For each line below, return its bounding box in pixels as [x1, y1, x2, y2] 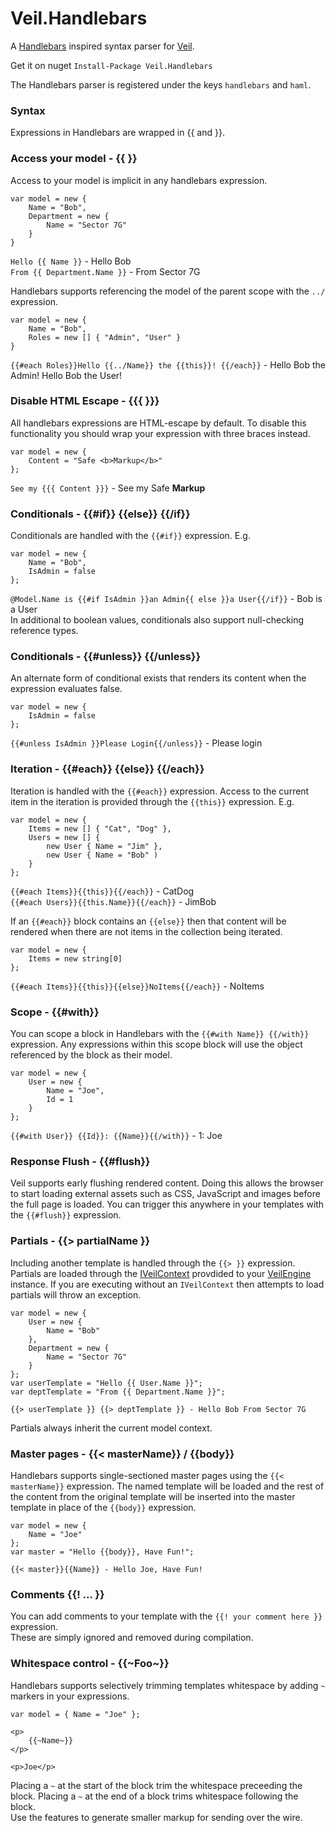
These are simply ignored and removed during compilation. [10, 1632, 254, 1644]
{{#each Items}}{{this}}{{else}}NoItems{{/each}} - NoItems [10, 980, 265, 992]
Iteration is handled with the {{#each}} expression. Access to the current [10, 785, 310, 797]
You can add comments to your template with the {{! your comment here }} [10, 1610, 323, 1622]
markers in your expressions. [10, 1690, 130, 1702]
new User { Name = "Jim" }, [46, 841, 163, 851]
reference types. [10, 625, 79, 637]
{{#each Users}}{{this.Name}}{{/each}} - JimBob [10, 895, 217, 907]
